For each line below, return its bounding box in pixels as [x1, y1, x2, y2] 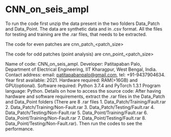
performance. [5, 126, 34, 132]
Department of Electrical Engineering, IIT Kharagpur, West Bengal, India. [5, 66, 157, 72]
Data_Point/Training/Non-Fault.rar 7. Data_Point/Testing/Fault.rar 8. [5, 115, 146, 121]
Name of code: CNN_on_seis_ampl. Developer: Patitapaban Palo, [5, 61, 141, 67]
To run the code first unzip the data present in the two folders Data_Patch [5, 20, 160, 26]
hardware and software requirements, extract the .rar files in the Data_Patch [5, 93, 165, 99]
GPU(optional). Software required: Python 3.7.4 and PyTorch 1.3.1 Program [5, 83, 161, 89]
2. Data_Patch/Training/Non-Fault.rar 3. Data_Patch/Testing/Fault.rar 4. [5, 104, 155, 110]
